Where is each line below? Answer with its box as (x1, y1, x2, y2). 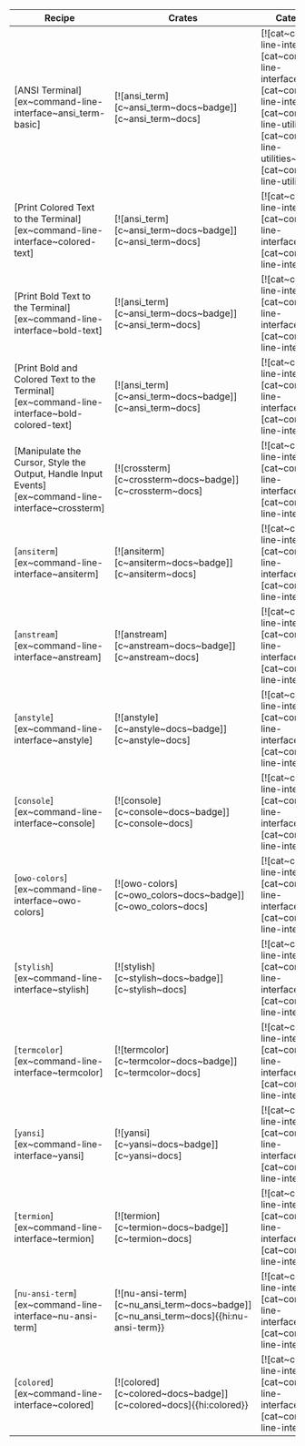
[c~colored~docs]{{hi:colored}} (113, 1399, 249, 1410)
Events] (14, 479, 47, 491)
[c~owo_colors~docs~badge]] (113, 889, 245, 901)
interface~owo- (14, 894, 83, 907)
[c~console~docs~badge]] (113, 806, 230, 818)
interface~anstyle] (14, 734, 93, 746)
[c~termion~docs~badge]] (113, 1221, 230, 1233)
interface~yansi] (14, 1149, 84, 1162)
